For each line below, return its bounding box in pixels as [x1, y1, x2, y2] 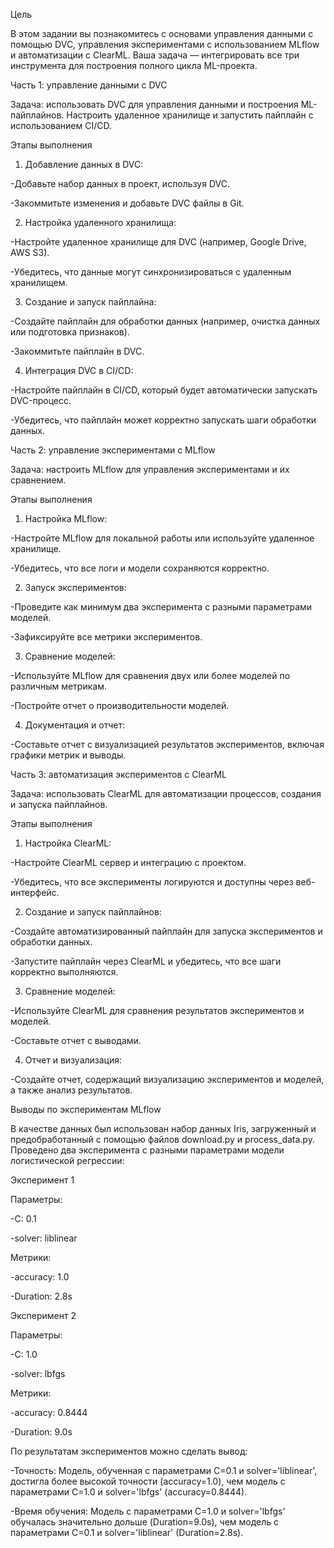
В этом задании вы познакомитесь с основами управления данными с [10, 28, 314, 39]
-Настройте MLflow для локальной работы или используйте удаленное [10, 532, 315, 544]
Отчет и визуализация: [24, 1054, 123, 1066]
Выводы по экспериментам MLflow [10, 1104, 162, 1115]
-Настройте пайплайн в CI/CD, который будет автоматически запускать [10, 384, 318, 396]
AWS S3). [10, 247, 50, 258]
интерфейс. [10, 887, 60, 898]
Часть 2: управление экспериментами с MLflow [10, 444, 216, 456]
